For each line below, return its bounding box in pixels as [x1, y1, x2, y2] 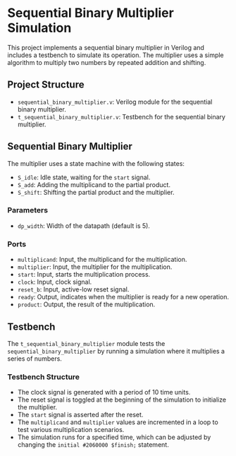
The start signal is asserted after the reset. [17, 411, 144, 419]
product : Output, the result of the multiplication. [17, 300, 156, 308]
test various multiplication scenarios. [17, 426, 125, 434]
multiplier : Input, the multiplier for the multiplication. [17, 263, 173, 271]
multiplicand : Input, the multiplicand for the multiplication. [17, 256, 187, 264]
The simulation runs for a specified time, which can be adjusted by [17, 433, 211, 442]
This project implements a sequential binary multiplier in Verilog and [7, 43, 204, 52]
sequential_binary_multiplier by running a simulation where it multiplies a [7, 347, 225, 355]
